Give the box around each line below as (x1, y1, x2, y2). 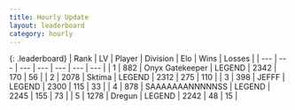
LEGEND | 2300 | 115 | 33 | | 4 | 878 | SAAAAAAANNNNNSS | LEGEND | (9, 81, 271, 92)
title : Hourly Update (9, 12, 89, 22)
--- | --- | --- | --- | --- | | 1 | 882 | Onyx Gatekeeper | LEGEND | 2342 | (19, 62, 277, 73)
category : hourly (9, 29, 74, 38)
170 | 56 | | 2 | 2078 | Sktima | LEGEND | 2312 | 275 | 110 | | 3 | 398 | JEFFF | (9, 72, 285, 83)
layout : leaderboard (9, 21, 86, 30)
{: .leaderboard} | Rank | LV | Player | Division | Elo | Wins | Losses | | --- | (9, 54, 277, 64)
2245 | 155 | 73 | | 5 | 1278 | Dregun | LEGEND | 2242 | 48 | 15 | (9, 91, 238, 101)
